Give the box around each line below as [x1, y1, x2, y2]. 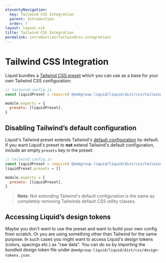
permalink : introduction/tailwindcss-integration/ [5, 35, 112, 40]
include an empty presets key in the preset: [5, 147, 94, 153]
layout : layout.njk [5, 26, 45, 31]
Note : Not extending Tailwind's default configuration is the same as [17, 193, 155, 199]
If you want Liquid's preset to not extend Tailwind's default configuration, [5, 142, 155, 148]
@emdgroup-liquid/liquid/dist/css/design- [71, 248, 160, 253]
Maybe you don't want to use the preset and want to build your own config [5, 226, 157, 232]
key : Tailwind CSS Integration [9, 12, 74, 17]
